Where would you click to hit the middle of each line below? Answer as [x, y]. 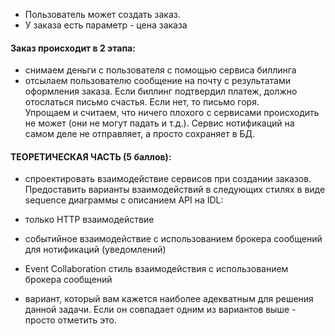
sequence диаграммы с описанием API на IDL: [124, 200]
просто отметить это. [70, 320]
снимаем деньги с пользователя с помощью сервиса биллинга [160, 70]
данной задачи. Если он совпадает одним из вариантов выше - [160, 310]
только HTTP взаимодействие [89, 220]
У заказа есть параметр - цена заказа [106, 25]
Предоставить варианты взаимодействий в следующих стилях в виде [175, 190]
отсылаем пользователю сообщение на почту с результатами [157, 81]
